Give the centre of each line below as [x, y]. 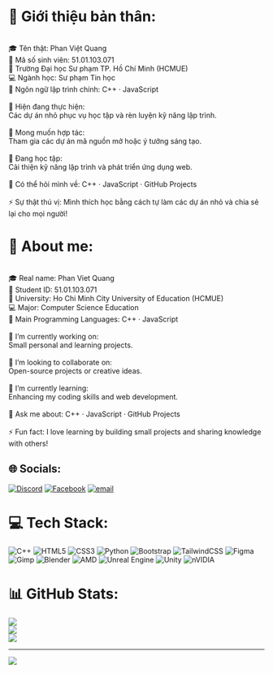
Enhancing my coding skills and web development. [93, 396]
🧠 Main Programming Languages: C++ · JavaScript [93, 319]
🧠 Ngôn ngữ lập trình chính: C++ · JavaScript [84, 89]
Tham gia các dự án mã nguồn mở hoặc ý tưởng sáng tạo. [105, 140]
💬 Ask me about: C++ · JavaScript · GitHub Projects [94, 414]
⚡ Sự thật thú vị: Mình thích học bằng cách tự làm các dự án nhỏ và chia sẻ [134, 201]
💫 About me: [51, 246]
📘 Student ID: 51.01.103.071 [53, 289]
